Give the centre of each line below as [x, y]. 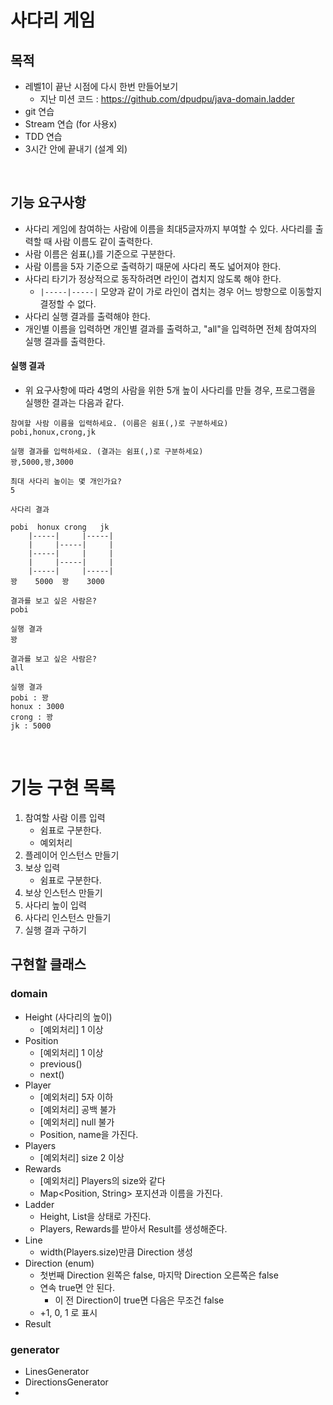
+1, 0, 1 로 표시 [68, 1312]
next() [52, 1074]
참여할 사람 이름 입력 [65, 817]
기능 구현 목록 [63, 788]
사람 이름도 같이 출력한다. [103, 241]
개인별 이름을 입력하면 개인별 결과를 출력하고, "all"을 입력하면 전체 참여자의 [171, 328]
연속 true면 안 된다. [77, 1287]
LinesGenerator [57, 1371]
